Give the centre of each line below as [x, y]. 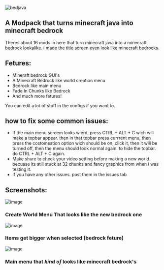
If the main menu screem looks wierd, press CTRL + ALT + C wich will [83, 133]
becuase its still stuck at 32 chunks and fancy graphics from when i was [85, 164]
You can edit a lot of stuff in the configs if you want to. [60, 105]
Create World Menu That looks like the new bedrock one [74, 215]
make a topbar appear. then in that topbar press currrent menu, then [82, 138]
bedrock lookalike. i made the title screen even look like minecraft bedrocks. [82, 48]
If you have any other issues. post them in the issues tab [69, 175]
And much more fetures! [37, 96]
